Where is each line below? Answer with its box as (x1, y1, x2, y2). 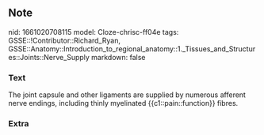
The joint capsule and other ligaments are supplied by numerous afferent (8, 90, 246, 99)
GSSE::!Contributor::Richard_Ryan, (8, 36, 121, 45)
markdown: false (90, 52, 146, 62)
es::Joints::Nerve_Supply (8, 52, 90, 62)
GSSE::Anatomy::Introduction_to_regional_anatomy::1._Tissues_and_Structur (8, 43, 256, 54)
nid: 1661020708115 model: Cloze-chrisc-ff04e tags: (8, 27, 179, 36)
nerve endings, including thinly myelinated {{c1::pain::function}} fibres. (8, 99, 239, 108)
